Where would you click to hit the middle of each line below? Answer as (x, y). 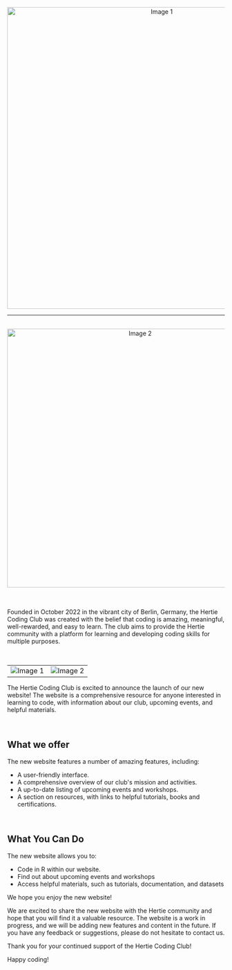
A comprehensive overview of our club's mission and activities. (107, 782)
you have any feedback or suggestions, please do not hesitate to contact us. (116, 932)
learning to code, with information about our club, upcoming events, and (110, 702)
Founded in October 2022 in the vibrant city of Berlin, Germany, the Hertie (113, 612)
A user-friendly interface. (53, 775)
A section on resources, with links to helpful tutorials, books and (108, 797)
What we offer (39, 745)
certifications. (37, 804)
